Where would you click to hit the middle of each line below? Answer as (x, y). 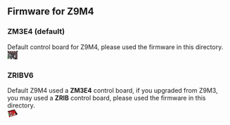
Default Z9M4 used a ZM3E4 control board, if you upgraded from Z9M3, (113, 90)
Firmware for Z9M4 (51, 12)
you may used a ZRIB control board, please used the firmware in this (107, 98)
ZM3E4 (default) (36, 32)
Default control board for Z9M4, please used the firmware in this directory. (115, 47)
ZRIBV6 (20, 75)
